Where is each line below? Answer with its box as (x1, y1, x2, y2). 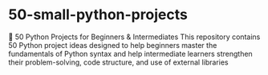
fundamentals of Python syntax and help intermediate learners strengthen (8, 49, 253, 58)
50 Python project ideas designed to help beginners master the (8, 40, 217, 49)
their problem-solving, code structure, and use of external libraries (8, 57, 229, 67)
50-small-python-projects (8, 6, 189, 24)
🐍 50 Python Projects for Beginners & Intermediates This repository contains (8, 32, 261, 41)
